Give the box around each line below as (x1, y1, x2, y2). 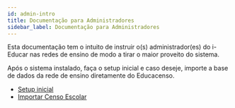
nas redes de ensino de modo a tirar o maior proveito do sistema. (29, 50, 219, 59)
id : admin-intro (7, 10, 55, 18)
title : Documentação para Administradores (7, 17, 134, 24)
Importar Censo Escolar (17, 92, 87, 101)
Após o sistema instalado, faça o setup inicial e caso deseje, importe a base (7, 64, 229, 73)
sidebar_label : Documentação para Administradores (7, 23, 160, 30)
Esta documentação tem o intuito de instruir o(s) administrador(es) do (7, 43, 211, 52)
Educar (7, 50, 28, 59)
